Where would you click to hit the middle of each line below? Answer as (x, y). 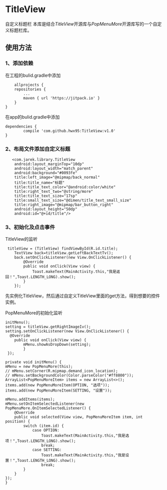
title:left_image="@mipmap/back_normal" (57, 177)
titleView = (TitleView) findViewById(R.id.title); (63, 249)
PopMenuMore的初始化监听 (34, 313)
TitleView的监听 (21, 239)
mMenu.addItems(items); (30, 400)
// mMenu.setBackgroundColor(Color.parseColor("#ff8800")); (70, 375)
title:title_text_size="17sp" (46, 196)
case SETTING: (47, 450)
